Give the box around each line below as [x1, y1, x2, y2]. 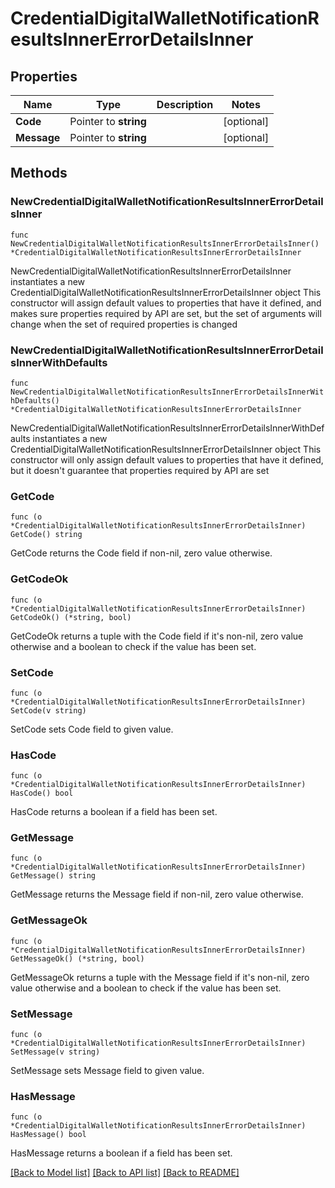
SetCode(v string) [10, 705, 87, 716]
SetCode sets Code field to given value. [10, 723, 174, 735]
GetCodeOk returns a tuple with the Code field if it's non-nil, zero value [10, 630, 304, 642]
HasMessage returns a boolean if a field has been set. [10, 1147, 233, 1159]
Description [156, 98, 214, 111]
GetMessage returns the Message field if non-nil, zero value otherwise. [10, 888, 304, 901]
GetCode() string [10, 530, 83, 540]
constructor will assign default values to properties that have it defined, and [10, 297, 322, 309]
